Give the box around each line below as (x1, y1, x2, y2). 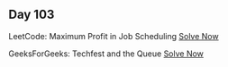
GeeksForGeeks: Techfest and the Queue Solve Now (8, 48, 205, 59)
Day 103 (8, 7, 55, 22)
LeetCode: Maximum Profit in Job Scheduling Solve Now (8, 30, 219, 41)
